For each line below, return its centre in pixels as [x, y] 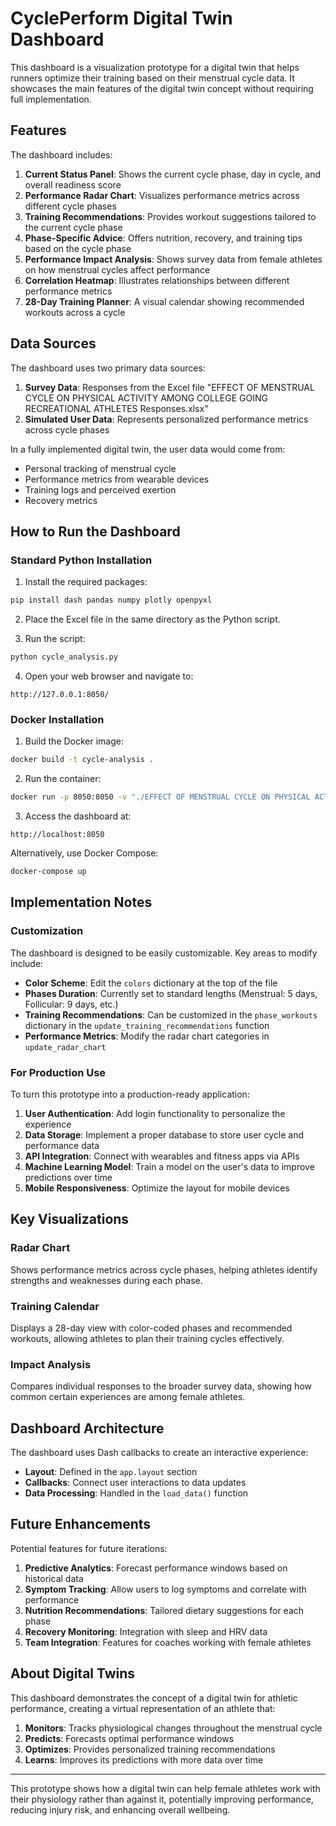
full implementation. [51, 99]
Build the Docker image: [74, 741]
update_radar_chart [65, 1047]
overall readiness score [73, 184]
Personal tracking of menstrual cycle [100, 468]
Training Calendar [55, 1306]
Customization [47, 931]
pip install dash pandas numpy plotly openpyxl [111, 600]
